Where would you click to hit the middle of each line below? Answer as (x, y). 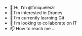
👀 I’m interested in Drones (36, 13)
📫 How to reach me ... (33, 28)
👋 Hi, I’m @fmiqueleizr (32, 8)
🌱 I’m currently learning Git (37, 18)
